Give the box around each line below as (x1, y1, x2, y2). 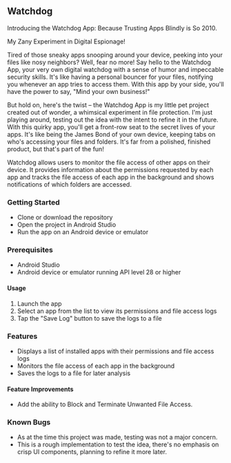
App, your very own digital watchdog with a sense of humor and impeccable (7, 65, 224, 73)
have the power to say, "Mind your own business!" (7, 87, 150, 95)
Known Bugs (7, 417, 51, 427)
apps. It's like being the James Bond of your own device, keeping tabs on (7, 130, 216, 138)
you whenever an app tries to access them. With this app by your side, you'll (7, 79, 224, 88)
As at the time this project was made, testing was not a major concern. (17, 433, 218, 442)
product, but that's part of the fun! (7, 144, 105, 153)
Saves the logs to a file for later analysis (17, 369, 131, 377)
